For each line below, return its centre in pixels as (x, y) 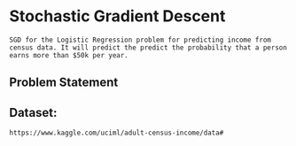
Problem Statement (64, 83)
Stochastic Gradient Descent (117, 16)
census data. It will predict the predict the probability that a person (148, 47)
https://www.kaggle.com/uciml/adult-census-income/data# (117, 133)
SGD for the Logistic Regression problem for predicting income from (140, 40)
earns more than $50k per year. (69, 55)
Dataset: (33, 112)
